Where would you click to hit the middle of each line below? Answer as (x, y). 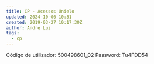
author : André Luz (28, 28)
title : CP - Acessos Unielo (40, 11)
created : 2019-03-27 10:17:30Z (44, 22)
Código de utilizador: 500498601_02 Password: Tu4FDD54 (77, 55)
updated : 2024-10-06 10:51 (39, 17)
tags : (13, 33)
